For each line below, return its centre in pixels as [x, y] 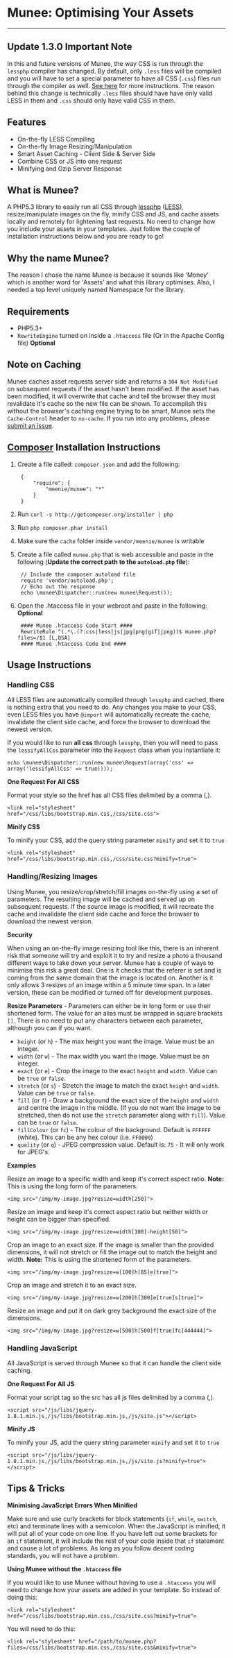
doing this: [22, 1597]
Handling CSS [31, 685]
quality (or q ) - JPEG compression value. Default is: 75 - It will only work [121, 1144]
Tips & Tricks [36, 1488]
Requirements [38, 311]
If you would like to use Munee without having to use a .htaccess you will [112, 1582]
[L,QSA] [59, 638]
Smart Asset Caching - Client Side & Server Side [86, 153]
